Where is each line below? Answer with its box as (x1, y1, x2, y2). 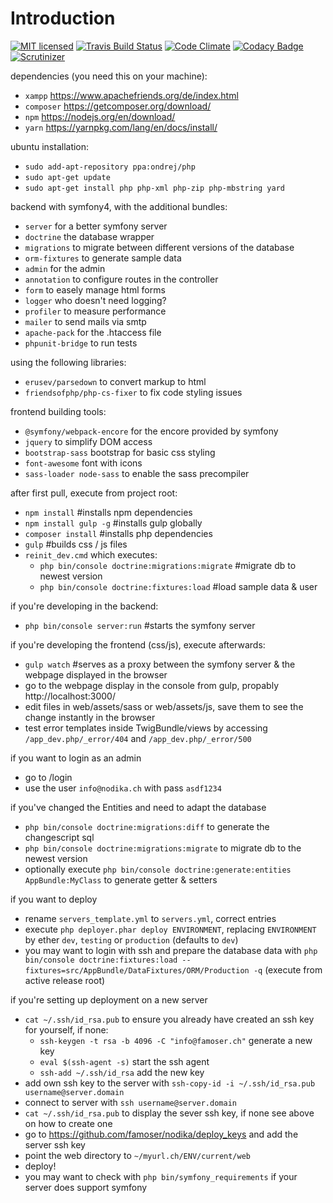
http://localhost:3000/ (24, 690, 116, 702)
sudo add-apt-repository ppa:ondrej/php (24, 162, 196, 172)
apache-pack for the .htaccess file (24, 326, 162, 338)
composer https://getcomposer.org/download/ (24, 100, 212, 112)
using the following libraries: (10, 356, 127, 368)
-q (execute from (253, 963, 323, 976)
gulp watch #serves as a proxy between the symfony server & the (24, 658, 296, 670)
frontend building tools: (10, 405, 107, 417)
